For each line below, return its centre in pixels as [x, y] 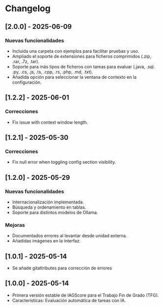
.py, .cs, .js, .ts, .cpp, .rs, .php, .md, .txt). [52, 72]
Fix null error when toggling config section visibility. [64, 162]
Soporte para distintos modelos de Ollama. [55, 212]
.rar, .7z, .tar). [26, 61]
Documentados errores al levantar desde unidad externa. [70, 236]
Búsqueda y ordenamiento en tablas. [49, 207]
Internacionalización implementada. [48, 202]
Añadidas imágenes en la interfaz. [46, 241]
